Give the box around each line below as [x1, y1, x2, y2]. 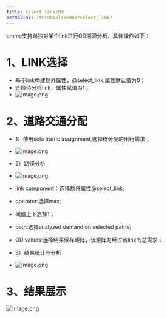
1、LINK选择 [6, 55, 68, 69]
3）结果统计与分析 [15, 249, 62, 257]
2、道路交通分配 [6, 114, 88, 128]
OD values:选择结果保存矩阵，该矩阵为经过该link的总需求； [15, 236, 163, 243]
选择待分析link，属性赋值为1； [15, 84, 90, 92]
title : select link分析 [6, 8, 65, 15]
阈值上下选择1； [15, 211, 55, 218]
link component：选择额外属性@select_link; [15, 184, 124, 192]
